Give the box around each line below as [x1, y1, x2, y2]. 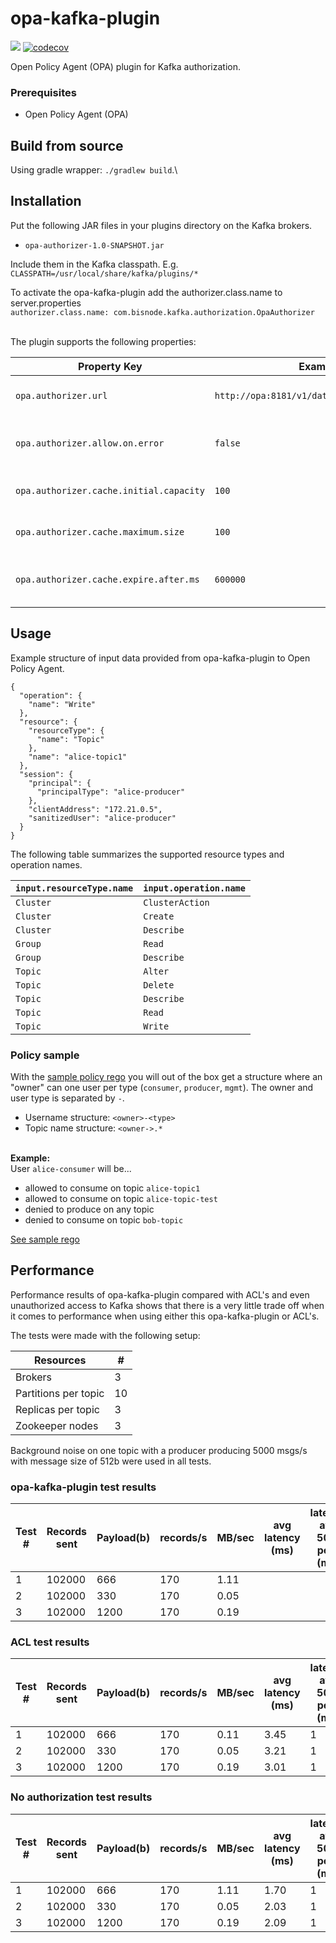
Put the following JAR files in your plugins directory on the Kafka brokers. [10, 219, 313, 231]
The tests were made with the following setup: [10, 1329, 201, 1341]
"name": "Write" [28, 699, 97, 709]
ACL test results [10, 1635, 90, 1649]
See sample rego [10, 1233, 81, 1245]
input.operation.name [143, 882, 246, 894]
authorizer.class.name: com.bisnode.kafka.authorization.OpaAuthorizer [10, 307, 315, 317]
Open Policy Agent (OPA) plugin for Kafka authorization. [10, 60, 242, 72]
